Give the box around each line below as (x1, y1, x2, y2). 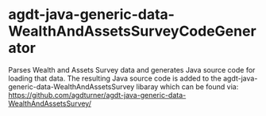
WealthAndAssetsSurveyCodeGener (8, 22, 256, 40)
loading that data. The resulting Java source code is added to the (8, 73, 222, 83)
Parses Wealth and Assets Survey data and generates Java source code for (8, 65, 256, 74)
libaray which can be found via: (136, 81, 239, 92)
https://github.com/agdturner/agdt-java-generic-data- (8, 90, 187, 99)
